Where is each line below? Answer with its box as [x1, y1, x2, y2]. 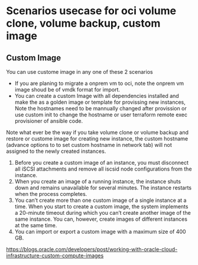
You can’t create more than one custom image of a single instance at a [14, 197, 187, 204]
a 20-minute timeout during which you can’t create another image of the [14, 210, 191, 216]
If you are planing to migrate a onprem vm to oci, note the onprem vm [14, 80, 184, 87]
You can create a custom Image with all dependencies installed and [14, 93, 179, 99]
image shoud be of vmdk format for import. [14, 86, 120, 93]
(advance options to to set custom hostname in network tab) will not [6, 142, 173, 148]
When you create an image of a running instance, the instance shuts [14, 178, 181, 185]
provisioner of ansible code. [14, 117, 83, 125]
